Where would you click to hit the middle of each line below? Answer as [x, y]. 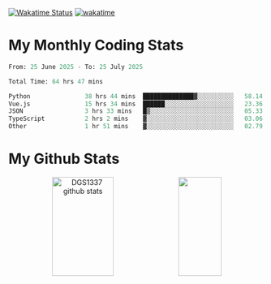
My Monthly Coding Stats [96, 45]
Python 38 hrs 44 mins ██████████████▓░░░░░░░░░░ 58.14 [136, 96]
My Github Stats [64, 159]
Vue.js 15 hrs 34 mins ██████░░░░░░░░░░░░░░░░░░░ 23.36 [136, 104]
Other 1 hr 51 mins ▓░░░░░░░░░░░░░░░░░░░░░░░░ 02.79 [136, 127]
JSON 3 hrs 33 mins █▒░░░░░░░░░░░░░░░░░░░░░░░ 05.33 [136, 111]
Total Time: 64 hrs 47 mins [56, 81]
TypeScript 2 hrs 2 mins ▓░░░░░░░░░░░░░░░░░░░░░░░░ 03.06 [136, 119]
